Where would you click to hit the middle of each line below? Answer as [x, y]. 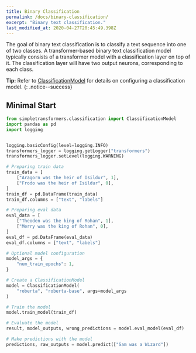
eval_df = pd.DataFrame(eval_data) [49, 237]
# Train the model [28, 307]
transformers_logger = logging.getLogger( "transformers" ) [78, 151]
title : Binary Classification [43, 11]
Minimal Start [31, 105]
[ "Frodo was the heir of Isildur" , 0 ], [65, 183]
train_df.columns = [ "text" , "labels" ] [55, 200]
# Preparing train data [35, 167]
